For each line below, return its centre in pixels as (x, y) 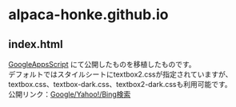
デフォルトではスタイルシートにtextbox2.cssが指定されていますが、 (120, 74)
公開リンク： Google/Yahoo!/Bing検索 (70, 94)
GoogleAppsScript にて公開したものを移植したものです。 (102, 64)
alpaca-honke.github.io (89, 15)
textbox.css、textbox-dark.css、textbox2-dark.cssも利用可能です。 (120, 84)
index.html (36, 44)
